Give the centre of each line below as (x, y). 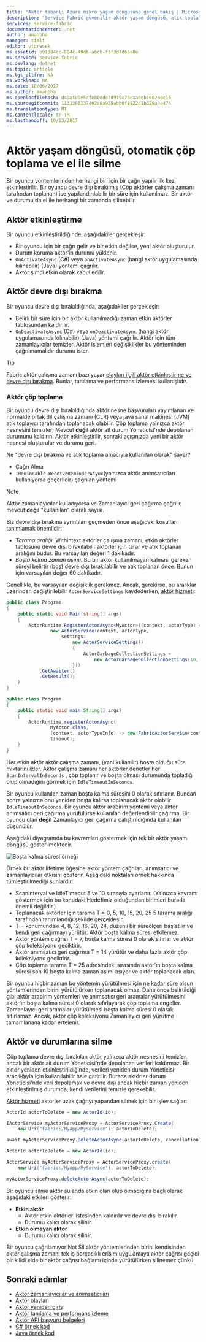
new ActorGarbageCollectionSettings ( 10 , (147, 659)
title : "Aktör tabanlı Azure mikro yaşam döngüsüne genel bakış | (93, 12)
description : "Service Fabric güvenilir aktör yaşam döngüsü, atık (94, 18)
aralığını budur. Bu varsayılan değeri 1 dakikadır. (75, 553)
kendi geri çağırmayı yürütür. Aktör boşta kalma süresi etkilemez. (97, 932)
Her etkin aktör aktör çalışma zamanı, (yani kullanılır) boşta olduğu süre (96, 762)
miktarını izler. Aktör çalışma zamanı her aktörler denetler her (83, 769)
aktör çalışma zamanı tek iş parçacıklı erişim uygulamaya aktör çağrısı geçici (103, 1253)
